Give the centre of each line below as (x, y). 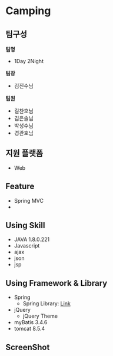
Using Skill (25, 225)
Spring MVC (29, 200)
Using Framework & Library (56, 283)
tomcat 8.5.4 (29, 329)
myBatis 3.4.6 (31, 322)
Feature (20, 187)
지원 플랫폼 (24, 154)
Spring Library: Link (47, 304)
